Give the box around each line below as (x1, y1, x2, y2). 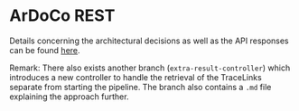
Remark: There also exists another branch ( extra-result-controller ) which (9, 62, 291, 73)
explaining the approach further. (9, 91, 129, 102)
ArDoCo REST (9, 5, 116, 26)
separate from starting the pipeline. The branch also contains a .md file (9, 81, 272, 92)
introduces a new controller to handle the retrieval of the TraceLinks (9, 71, 262, 82)
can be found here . (9, 44, 80, 55)
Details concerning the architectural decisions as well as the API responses (9, 35, 289, 46)
